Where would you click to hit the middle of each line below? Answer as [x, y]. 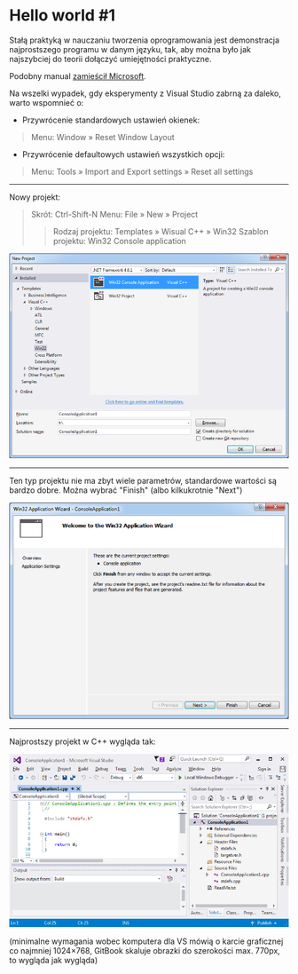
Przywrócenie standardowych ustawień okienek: [111, 120]
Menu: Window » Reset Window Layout [102, 137]
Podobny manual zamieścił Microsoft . [78, 75]
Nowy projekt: [35, 197]
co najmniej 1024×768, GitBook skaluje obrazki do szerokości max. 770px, [145, 950]
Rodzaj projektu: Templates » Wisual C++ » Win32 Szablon [161, 231]
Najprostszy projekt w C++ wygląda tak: [82, 741]
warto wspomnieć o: [47, 102]
